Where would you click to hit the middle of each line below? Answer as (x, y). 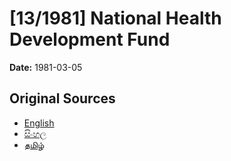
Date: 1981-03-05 (46, 67)
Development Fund (90, 39)
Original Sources (62, 98)
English (39, 123)
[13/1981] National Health (115, 18)
